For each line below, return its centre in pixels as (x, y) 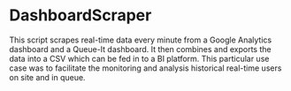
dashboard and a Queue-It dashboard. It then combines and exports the (140, 49)
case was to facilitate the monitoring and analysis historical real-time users (145, 68)
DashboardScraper (80, 15)
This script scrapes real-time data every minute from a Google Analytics (141, 40)
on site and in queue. (47, 77)
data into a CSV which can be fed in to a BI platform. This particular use (139, 58)
